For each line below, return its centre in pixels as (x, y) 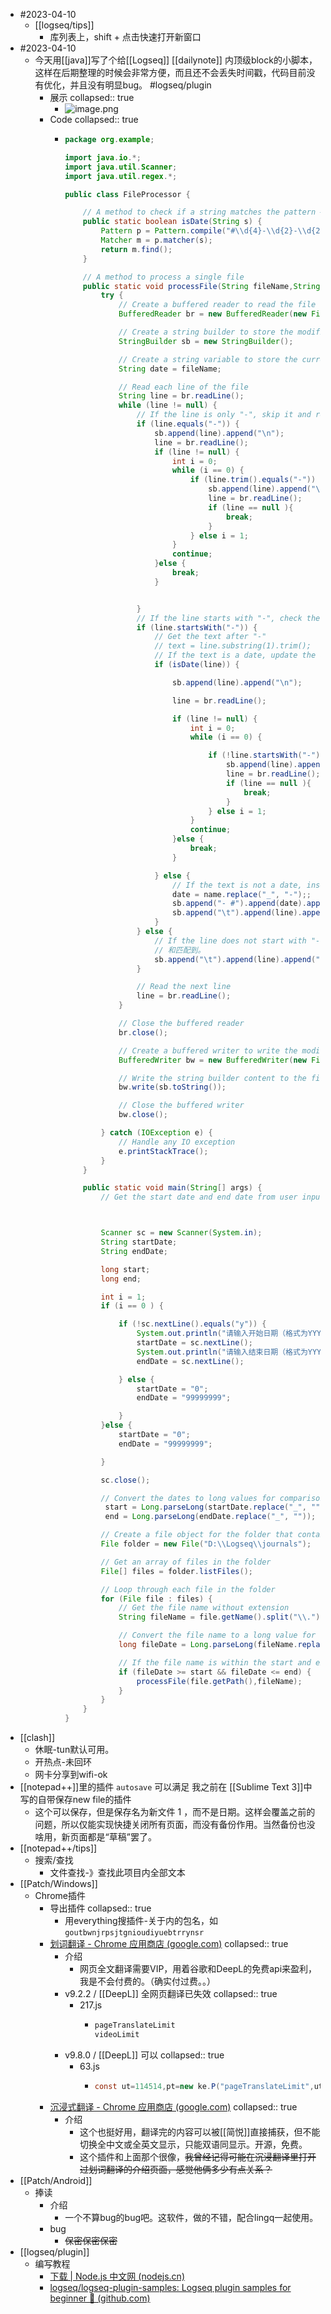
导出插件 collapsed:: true (100, 1908)
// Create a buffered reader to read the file (217, 305)
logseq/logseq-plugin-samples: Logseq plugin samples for (170, 2287)
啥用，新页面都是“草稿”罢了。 (95, 1837)
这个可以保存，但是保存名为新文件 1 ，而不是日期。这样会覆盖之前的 (175, 1812)
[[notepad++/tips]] (58, 1848)
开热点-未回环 (63, 1762)
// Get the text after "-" (210, 637)
